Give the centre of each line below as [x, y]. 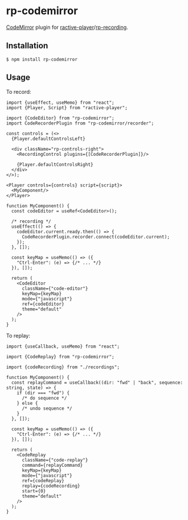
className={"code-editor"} [55, 288]
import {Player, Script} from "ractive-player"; [67, 107]
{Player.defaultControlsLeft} [48, 139]
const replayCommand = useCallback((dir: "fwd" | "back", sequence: [97, 382]
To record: [19, 91]
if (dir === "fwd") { [43, 393]
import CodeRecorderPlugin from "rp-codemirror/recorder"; [80, 123]
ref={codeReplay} [43, 480]
